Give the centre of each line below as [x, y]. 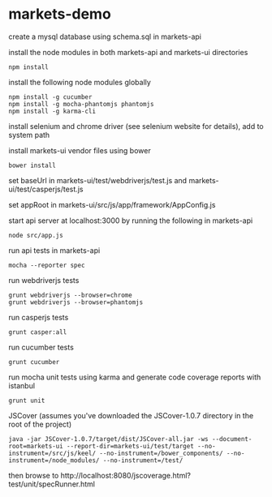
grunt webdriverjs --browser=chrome [70, 295]
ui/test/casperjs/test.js [46, 189]
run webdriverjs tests [44, 280]
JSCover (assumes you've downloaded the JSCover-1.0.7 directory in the [131, 415]
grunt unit [27, 401]
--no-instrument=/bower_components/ [161, 453]
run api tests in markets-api [54, 250]
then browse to [34, 475]
